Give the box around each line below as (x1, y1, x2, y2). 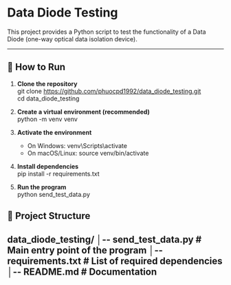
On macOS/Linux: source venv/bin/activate (27, 149, 149, 157)
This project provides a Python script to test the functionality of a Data (7, 28, 206, 36)
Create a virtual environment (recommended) (16, 107, 150, 116)
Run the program (16, 182, 67, 191)
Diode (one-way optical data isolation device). (7, 34, 137, 43)
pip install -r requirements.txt (16, 169, 100, 178)
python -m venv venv (16, 115, 78, 123)
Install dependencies (16, 162, 79, 170)
